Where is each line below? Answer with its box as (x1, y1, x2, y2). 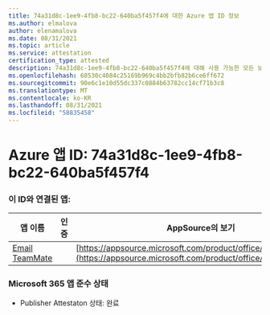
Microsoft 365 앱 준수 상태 (8, 278, 108, 289)
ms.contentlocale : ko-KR (8, 94, 92, 102)
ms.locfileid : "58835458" (8, 109, 95, 117)
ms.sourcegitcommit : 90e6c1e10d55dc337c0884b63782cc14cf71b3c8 (8, 79, 225, 87)
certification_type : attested (8, 57, 110, 65)
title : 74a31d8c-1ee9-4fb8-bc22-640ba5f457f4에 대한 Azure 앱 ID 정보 (8, 11, 239, 20)
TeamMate (12, 252, 53, 264)
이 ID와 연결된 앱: (8, 194, 71, 205)
